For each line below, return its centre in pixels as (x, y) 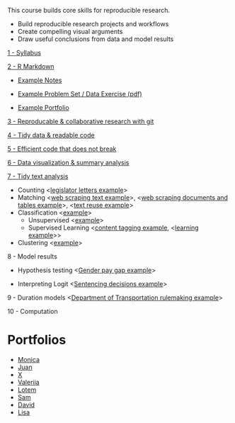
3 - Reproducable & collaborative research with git (81, 121)
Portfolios (37, 340)
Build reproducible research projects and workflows (93, 24)
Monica (29, 359)
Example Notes (40, 80)
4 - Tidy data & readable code (51, 135)
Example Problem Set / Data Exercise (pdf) (80, 94)
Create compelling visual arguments (70, 32)
